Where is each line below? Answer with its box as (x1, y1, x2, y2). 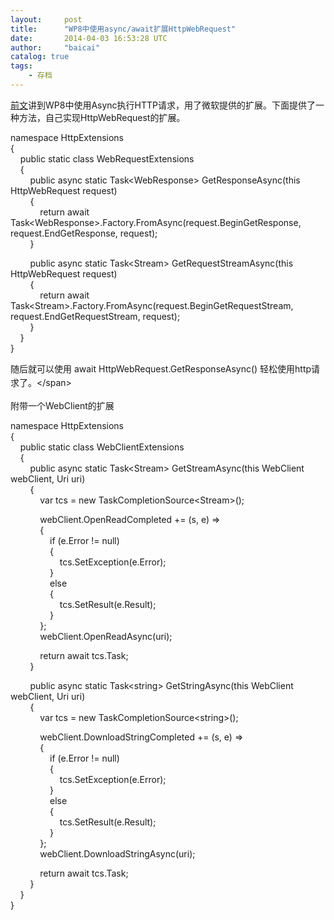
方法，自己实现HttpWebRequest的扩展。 (18, 111, 186, 123)
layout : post (10, 14, 83, 25)
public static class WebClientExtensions (19, 441, 185, 453)
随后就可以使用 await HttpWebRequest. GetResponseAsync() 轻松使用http (10, 362, 312, 375)
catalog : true (10, 52, 70, 62)
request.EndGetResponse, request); (10, 227, 158, 239)
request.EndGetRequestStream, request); (10, 310, 181, 322)
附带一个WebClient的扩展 (10, 399, 115, 411)
